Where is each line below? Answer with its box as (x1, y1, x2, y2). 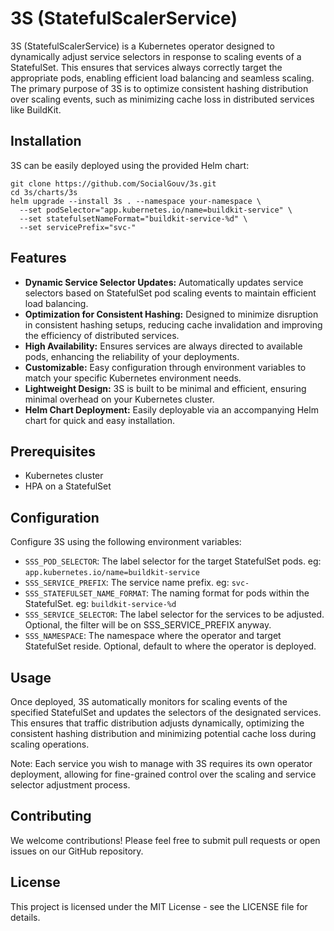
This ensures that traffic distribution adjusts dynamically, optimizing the (10, 717, 305, 729)
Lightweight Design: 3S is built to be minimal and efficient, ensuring (24, 382, 307, 394)
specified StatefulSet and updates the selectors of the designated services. (10, 707, 322, 718)
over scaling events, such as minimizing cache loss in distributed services (10, 93, 315, 105)
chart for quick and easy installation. (24, 414, 176, 426)
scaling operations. (10, 738, 90, 750)
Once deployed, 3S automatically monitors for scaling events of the (10, 696, 288, 707)
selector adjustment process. (10, 779, 131, 791)
